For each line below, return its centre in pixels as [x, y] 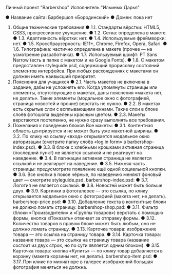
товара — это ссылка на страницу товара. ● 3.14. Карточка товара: [87, 234]
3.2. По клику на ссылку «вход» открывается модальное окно [81, 136]
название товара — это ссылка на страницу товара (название [81, 240]
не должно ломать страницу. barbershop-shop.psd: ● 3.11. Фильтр [85, 207]
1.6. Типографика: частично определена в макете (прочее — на [82, 49]
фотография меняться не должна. [50, 267]
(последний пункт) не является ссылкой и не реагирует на [77, 153]
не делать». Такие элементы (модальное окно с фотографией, [81, 98]
